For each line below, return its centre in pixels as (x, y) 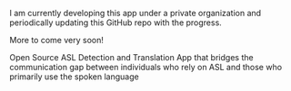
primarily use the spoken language (74, 77)
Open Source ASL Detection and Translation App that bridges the (131, 57)
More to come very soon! (57, 40)
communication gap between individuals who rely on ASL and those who (146, 67)
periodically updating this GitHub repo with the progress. (116, 23)
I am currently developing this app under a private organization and (135, 13)
